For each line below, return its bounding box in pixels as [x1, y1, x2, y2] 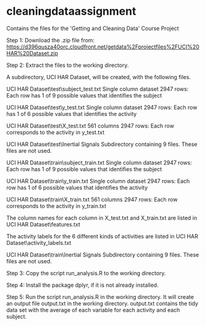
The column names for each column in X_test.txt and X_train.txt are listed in [6, 214, 197, 222]
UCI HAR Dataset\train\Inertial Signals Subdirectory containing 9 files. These [6, 250, 199, 258]
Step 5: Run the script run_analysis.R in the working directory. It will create [6, 293, 194, 300]
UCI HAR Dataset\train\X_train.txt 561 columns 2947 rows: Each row [6, 195, 178, 203]
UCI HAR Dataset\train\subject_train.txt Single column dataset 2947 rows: [6, 158, 192, 166]
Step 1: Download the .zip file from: [6, 36, 95, 44]
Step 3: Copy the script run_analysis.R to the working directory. [6, 269, 166, 277]
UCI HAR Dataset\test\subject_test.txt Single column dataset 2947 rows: [6, 85, 189, 93]
